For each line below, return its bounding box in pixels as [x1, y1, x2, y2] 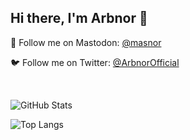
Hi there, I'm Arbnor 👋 [10, 10, 148, 27]
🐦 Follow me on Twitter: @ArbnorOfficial [10, 56, 180, 68]
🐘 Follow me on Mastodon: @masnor [10, 36, 162, 48]
